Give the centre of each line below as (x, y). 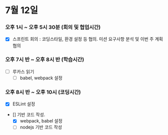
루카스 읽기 (23, 71)
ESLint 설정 (24, 104)
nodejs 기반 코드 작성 (41, 127)
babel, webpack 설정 (41, 78)
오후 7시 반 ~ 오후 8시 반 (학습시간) (45, 60)
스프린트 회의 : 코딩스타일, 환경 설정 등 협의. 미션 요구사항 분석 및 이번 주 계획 (88, 39)
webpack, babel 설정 (41, 121)
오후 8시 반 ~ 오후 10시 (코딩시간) (43, 92)
